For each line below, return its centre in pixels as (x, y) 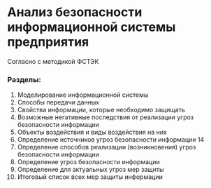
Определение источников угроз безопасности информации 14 (111, 140)
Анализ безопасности (75, 12)
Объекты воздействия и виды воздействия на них (92, 132)
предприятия (48, 42)
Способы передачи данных (58, 102)
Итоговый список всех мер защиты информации (90, 177)
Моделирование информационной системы (83, 95)
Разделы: (24, 79)
